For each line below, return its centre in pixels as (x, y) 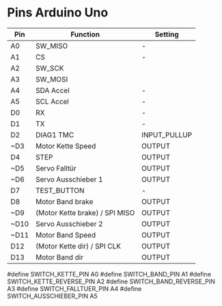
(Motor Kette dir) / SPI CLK (78, 246)
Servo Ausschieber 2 (69, 224)
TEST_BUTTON (60, 190)
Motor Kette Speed (66, 146)
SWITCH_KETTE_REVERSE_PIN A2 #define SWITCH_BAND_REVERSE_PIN (111, 281)
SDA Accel (52, 90)
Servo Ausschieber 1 (69, 179)
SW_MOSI (52, 79)
